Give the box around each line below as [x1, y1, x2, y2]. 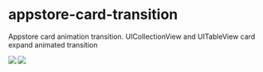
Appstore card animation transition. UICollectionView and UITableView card [8, 32, 256, 41]
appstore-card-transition [8, 6, 179, 24]
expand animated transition [8, 40, 98, 49]
